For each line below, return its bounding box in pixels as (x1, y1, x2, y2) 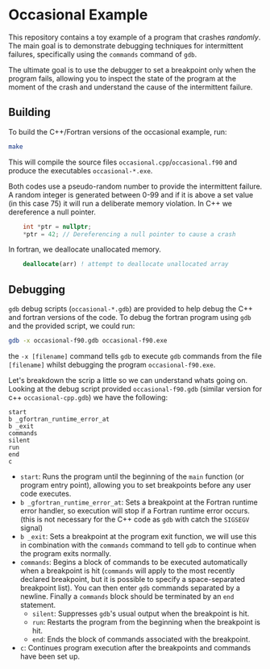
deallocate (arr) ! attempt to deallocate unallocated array (23, 260, 229, 268)
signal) (19, 522, 43, 533)
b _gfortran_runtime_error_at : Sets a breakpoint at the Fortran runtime (19, 497, 258, 507)
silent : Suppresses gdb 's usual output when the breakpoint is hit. (31, 609, 250, 618)
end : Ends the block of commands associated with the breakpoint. (31, 634, 251, 644)
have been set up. (19, 651, 81, 661)
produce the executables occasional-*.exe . (8, 165, 153, 175)
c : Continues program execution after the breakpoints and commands (19, 642, 251, 652)
